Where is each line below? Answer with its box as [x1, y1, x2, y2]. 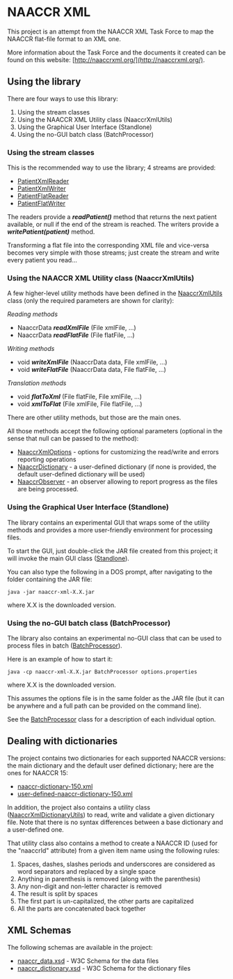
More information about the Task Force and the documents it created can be [7, 48, 226, 57]
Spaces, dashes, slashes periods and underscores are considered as [17, 860, 216, 868]
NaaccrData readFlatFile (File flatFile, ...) [17, 331, 135, 339]
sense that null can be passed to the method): [7, 434, 139, 443]
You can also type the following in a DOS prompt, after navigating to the [7, 567, 213, 576]
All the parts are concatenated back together [17, 904, 146, 913]
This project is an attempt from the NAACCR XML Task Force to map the [7, 27, 214, 36]
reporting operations [17, 455, 77, 464]
